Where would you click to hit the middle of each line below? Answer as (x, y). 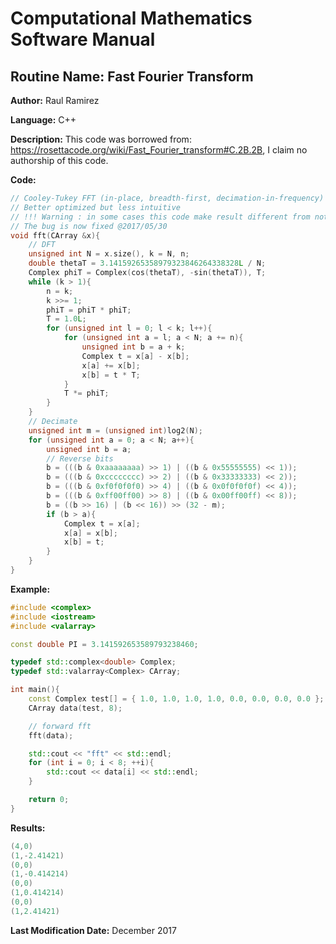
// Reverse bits (80, 458)
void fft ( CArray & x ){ (55, 235)
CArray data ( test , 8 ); (75, 708)
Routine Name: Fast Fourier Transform (132, 76)
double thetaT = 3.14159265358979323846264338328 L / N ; (147, 263)
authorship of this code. (59, 160)
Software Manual (83, 39)
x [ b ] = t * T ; (111, 375)
